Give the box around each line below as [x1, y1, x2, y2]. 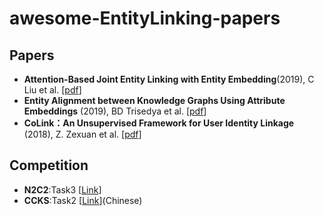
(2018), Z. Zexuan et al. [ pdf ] [23, 128, 142, 140]
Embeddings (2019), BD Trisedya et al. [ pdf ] [23, 105, 207, 117]
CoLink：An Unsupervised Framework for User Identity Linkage [23, 117, 295, 129]
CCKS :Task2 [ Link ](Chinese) [23, 194, 143, 206]
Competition [9, 157, 89, 174]
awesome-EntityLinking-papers [9, 7, 281, 30]
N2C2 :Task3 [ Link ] [23, 183, 102, 196]
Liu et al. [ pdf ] [23, 84, 82, 96]
